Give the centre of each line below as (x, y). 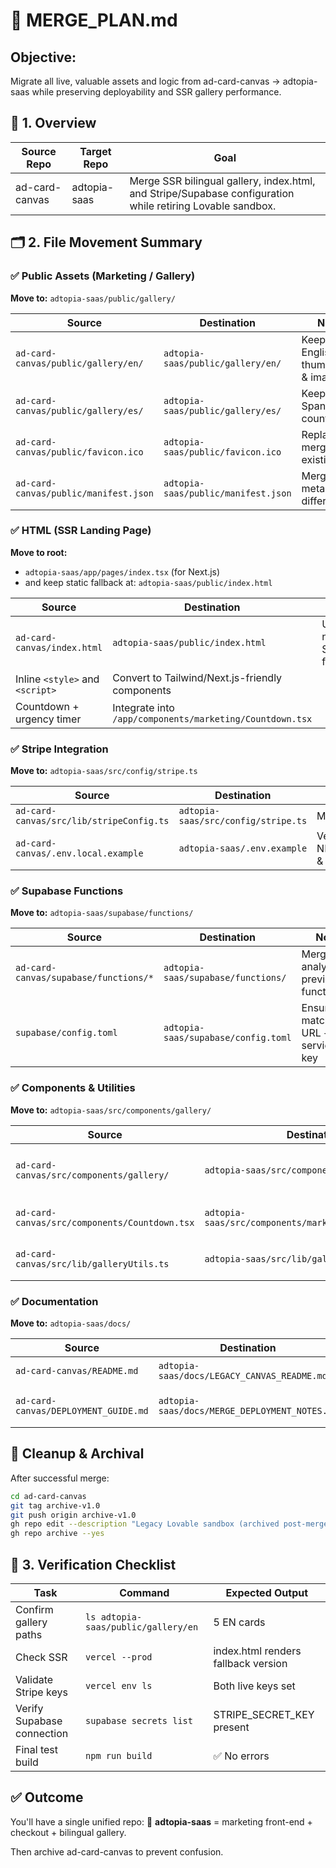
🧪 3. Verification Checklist (93, 1564)
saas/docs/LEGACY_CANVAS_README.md (243, 1375)
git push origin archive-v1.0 (73, 1515)
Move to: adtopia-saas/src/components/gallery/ (111, 1110)
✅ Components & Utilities (73, 1088)
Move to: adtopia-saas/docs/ (71, 1323)
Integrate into (143, 707)
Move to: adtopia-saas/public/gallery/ (93, 298)
